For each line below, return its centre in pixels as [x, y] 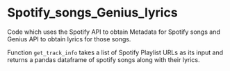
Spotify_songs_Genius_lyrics [93, 13]
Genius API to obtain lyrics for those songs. [69, 39]
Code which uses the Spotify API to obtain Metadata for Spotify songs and [114, 32]
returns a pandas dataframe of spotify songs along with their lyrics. [104, 59]
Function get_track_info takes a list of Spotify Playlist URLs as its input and [115, 52]
